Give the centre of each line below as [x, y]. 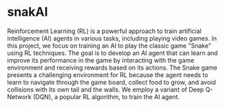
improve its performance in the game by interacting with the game [101, 60]
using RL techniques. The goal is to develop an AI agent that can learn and [112, 53]
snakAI [28, 12]
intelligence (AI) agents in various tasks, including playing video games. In [112, 38]
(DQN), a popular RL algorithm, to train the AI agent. [107, 96]
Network [20, 96]
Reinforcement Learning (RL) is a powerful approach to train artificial [104, 31]
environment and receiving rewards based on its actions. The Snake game [112, 67]
